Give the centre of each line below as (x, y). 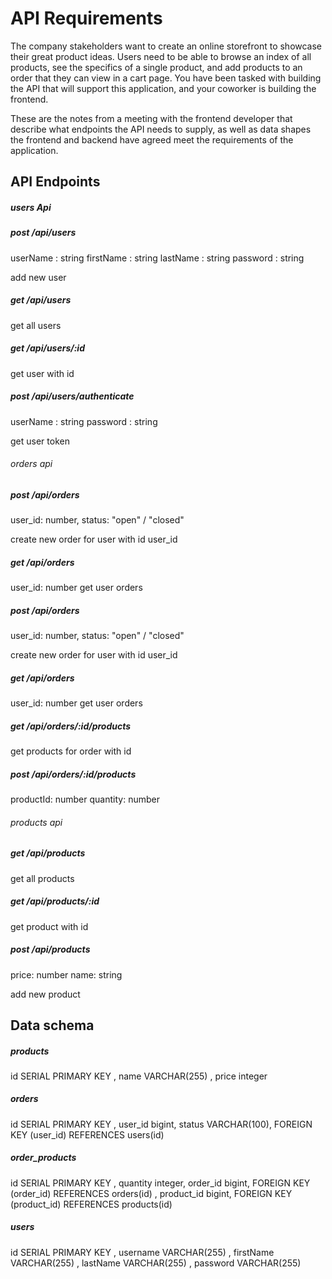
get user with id (42, 373)
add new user (38, 277)
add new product (45, 994)
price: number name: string (66, 974)
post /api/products (50, 949)
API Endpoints (55, 182)
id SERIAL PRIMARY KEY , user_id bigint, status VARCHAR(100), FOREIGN (161, 1124)
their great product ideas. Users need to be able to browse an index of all (161, 56)
